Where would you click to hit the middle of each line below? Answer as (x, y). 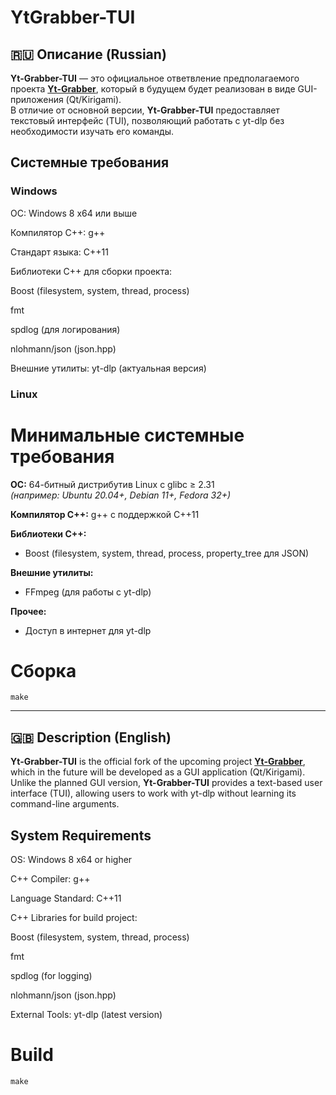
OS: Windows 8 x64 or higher (71, 860)
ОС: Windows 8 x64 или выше (74, 213)
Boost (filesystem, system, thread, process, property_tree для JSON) (167, 553)
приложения (37, 99)
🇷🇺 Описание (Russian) (88, 54)
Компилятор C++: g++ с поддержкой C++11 (105, 514)
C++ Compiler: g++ (50, 879)
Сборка (43, 670)
